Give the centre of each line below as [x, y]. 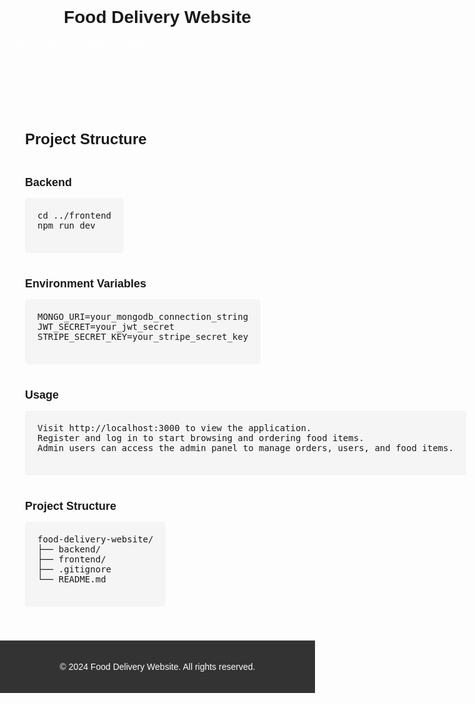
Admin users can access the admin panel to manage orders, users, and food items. [245, 448]
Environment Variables [86, 283]
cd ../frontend [74, 215]
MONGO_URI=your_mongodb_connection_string [143, 316]
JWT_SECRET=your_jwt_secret [106, 326]
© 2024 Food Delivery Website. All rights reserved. [157, 667]
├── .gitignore [74, 569]
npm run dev [66, 225]
